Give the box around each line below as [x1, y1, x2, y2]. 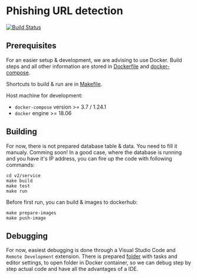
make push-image [6, 215, 46, 221]
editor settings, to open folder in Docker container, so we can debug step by [6, 259, 192, 266]
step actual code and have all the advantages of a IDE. [6, 266, 139, 273]
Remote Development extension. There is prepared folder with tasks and [6, 253, 178, 260]
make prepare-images [6, 210, 57, 216]
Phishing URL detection [6, 4, 123, 18]
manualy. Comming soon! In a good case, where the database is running [6, 149, 182, 156]
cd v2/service [6, 172, 41, 178]
